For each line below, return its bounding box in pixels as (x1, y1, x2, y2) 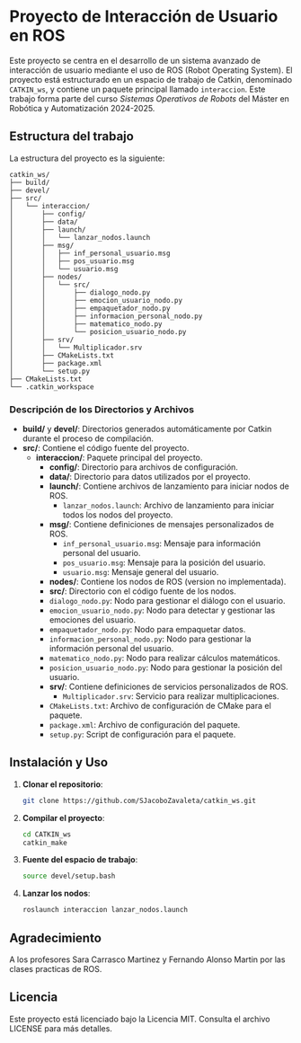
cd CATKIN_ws (22, 829, 72, 839)
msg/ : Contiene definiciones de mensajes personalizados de (49, 519, 275, 530)
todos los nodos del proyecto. (62, 509, 173, 520)
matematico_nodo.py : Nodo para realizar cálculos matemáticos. (49, 653, 280, 664)
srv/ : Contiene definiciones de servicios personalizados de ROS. (49, 681, 289, 693)
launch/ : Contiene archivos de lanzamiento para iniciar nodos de (49, 481, 289, 491)
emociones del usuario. (49, 614, 137, 625)
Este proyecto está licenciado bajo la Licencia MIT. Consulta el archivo (9, 1013, 270, 1024)
